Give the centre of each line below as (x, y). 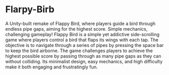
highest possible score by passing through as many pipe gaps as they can (83, 56)
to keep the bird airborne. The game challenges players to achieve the (79, 51)
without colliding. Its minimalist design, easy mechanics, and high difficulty (84, 61)
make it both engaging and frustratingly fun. (52, 67)
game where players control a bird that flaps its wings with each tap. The (82, 40)
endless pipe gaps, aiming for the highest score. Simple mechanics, (77, 29)
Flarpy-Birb (30, 9)
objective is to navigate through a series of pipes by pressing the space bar (85, 45)
